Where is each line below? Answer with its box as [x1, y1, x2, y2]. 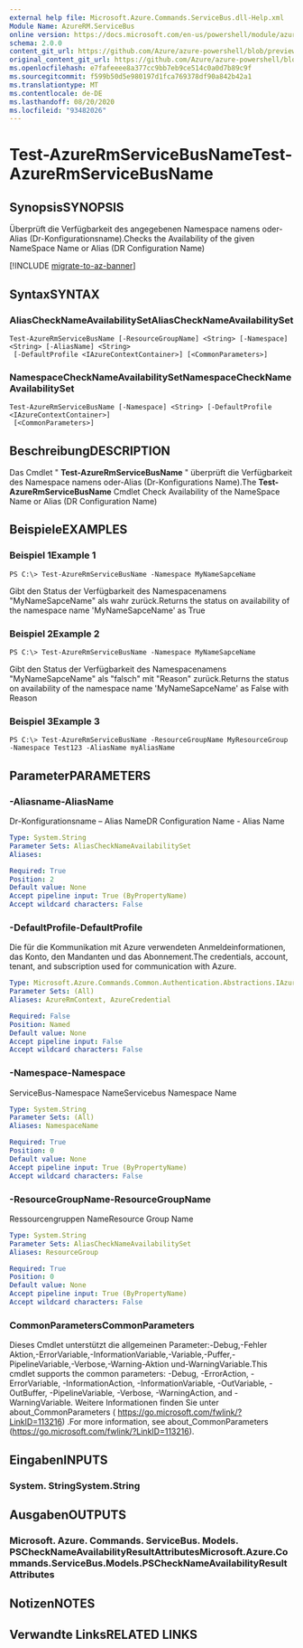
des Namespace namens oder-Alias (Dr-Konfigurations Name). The [9, 476, 257, 488]
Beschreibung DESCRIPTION [9, 443, 171, 458]
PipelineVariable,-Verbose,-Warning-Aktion [9, 1359, 170, 1370]
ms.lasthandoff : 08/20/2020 [9, 97, 115, 107]
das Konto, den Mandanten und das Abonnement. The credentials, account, [9, 951, 289, 963]
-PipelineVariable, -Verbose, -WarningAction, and [49, 1388, 233, 1398]
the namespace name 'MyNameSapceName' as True [9, 605, 206, 616]
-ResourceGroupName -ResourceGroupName [9, 1192, 212, 1205]
